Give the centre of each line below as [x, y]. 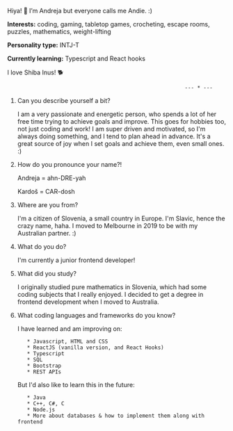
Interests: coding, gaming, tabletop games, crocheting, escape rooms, [109, 24]
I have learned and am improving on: [70, 329]
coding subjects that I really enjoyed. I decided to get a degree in [110, 294]
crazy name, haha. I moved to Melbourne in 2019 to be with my [107, 226]
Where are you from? [48, 205]
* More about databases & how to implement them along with [116, 416]
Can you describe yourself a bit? [64, 100]
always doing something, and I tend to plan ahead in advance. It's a [114, 136]
